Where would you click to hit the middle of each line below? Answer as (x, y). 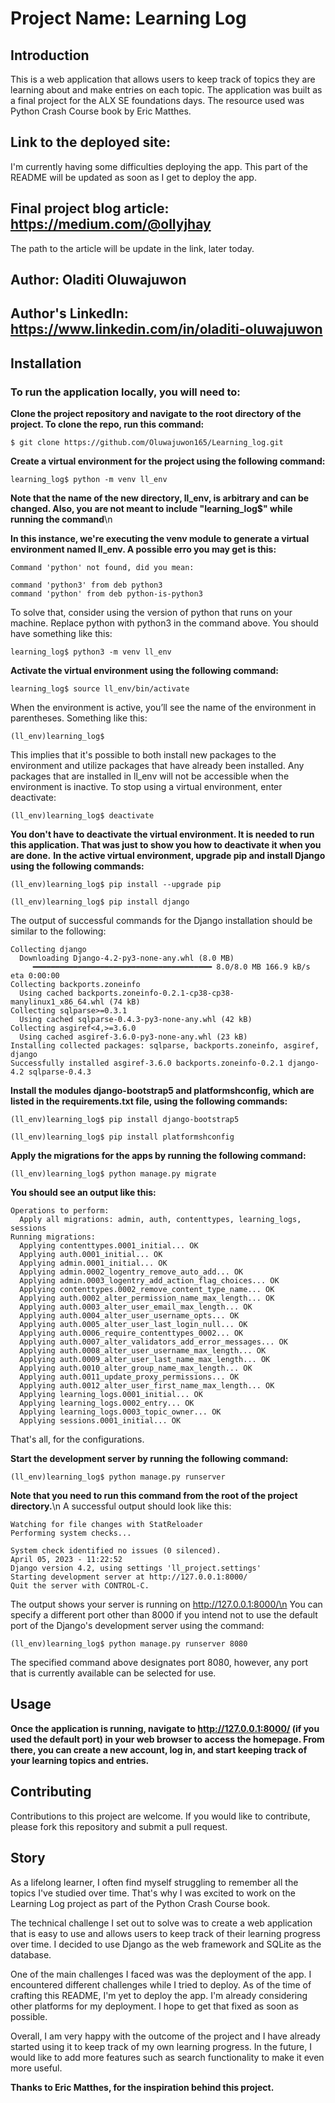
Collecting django (48, 950)
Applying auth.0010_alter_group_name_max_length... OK (136, 1368)
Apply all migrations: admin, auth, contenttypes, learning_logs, (160, 1220)
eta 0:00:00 (35, 976)
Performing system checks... (71, 1533)
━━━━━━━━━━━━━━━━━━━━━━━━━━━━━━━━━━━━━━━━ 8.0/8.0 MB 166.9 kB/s (171, 967)
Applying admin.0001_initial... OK (93, 1263)
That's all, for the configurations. (77, 1439)
